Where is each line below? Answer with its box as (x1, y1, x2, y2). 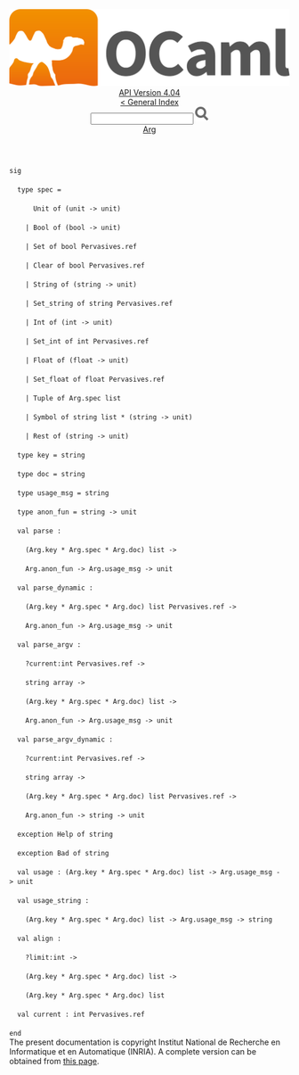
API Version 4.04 (118, 87, 181, 98)
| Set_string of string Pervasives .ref (25, 299, 174, 309)
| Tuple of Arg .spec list (25, 394, 122, 403)
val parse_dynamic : (17, 583, 93, 592)
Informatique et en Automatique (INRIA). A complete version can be (9, 1046, 256, 1057)
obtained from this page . (9, 1056, 100, 1067)
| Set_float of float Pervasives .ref (25, 375, 166, 385)
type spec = (17, 186, 62, 194)
